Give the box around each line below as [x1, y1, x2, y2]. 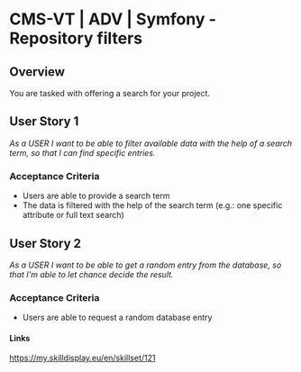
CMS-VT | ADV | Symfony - [9, 9, 216, 30]
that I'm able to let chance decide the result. [9, 268, 174, 279]
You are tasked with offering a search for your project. [9, 88, 210, 98]
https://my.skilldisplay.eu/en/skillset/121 [9, 352, 156, 364]
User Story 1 [9, 113, 79, 130]
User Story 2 [9, 235, 82, 251]
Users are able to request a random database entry [22, 312, 213, 323]
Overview [9, 64, 66, 79]
